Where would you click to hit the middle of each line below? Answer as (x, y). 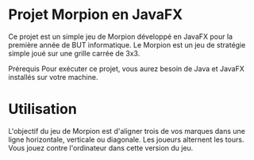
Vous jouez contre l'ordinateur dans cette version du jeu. (101, 147)
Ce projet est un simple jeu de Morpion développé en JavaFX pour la (120, 36)
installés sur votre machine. (53, 77)
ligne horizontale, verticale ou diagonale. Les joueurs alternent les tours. (126, 139)
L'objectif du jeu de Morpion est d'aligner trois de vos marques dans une (127, 131)
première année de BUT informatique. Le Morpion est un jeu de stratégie (127, 44)
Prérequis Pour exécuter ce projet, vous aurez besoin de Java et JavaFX (126, 68)
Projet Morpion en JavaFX (96, 15)
